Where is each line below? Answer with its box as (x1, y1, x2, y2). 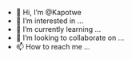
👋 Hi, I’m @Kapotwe (15, 8, 82, 17)
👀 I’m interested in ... (15, 16, 84, 26)
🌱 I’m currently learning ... (15, 25, 102, 33)
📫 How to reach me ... (15, 42, 90, 51)
